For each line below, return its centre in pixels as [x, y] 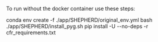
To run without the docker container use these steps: [71, 9]
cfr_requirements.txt [31, 33]
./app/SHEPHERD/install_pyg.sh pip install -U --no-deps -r [77, 26]
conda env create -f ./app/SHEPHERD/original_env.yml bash [79, 20]
